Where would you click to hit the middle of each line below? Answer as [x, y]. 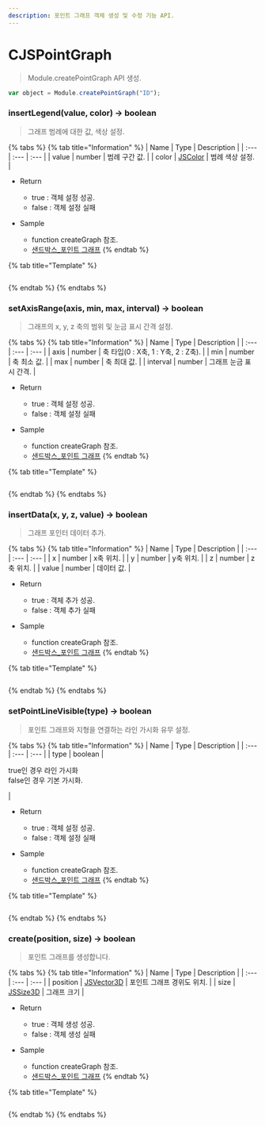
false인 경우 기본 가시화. [45, 780]
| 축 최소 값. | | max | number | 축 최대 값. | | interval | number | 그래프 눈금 [126, 362]
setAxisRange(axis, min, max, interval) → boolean [106, 308]
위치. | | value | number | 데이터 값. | [74, 568]
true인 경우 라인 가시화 [44, 770]
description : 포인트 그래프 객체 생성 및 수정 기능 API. [91, 15]
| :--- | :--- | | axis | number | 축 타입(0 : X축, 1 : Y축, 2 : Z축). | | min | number [131, 352]
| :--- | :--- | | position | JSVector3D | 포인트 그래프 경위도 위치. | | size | [122, 982]
